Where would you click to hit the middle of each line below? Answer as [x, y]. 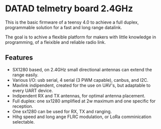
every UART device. [33, 90]
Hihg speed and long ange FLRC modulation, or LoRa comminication [82, 117]
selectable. [23, 122]
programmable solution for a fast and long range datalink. [64, 27]
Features [19, 58]
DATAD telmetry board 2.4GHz [69, 9]
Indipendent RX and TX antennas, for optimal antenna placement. [79, 96]
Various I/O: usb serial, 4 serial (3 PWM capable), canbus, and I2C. [80, 80]
